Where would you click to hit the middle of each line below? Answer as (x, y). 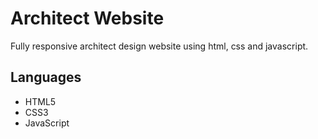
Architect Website (87, 18)
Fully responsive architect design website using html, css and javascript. (159, 46)
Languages (46, 77)
